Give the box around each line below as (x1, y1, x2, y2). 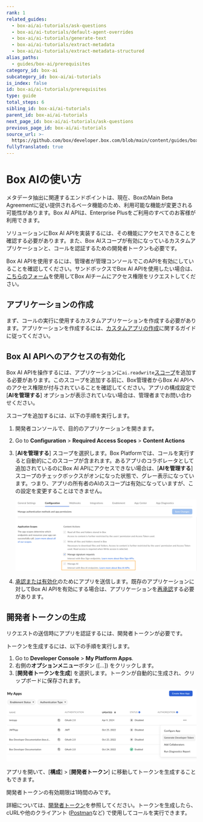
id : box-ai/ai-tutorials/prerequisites (6, 87, 107, 93)
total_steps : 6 (6, 99, 45, 105)
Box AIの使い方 (6, 173, 82, 187)
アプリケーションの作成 (6, 300, 94, 310)
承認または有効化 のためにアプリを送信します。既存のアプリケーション (14, 578, 190, 585)
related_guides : (6, 16, 47, 22)
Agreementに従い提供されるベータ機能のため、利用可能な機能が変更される (6, 201, 193, 208)
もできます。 (6, 776, 38, 783)
